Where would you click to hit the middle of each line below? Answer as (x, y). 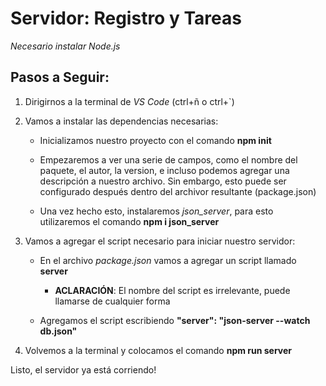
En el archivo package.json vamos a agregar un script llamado (168, 260)
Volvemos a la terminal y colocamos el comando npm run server (158, 350)
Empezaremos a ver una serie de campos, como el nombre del (168, 159)
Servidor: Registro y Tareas (126, 18)
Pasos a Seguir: (60, 77)
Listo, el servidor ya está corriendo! (83, 369)
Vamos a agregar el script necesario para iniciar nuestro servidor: (160, 241)
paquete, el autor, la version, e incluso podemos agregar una (164, 170)
